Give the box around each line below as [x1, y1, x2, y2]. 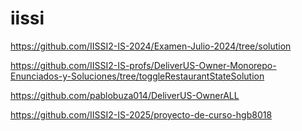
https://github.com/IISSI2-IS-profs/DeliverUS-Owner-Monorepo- [10, 59, 277, 71]
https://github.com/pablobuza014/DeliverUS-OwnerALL [10, 89, 240, 101]
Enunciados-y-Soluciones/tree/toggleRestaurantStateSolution [10, 70, 265, 82]
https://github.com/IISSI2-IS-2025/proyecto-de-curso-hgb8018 [10, 108, 273, 121]
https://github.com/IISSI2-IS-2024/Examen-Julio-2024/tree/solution [10, 40, 292, 52]
